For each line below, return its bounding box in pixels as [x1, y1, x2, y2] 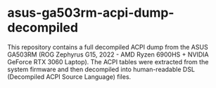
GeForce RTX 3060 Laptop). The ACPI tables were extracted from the [7, 57, 209, 66]
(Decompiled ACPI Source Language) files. [7, 72, 132, 81]
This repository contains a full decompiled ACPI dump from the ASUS [7, 43, 209, 51]
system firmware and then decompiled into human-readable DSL [7, 65, 196, 73]
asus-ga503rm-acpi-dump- [7, 5, 174, 21]
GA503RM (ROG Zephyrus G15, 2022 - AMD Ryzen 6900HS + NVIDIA [7, 50, 209, 59]
